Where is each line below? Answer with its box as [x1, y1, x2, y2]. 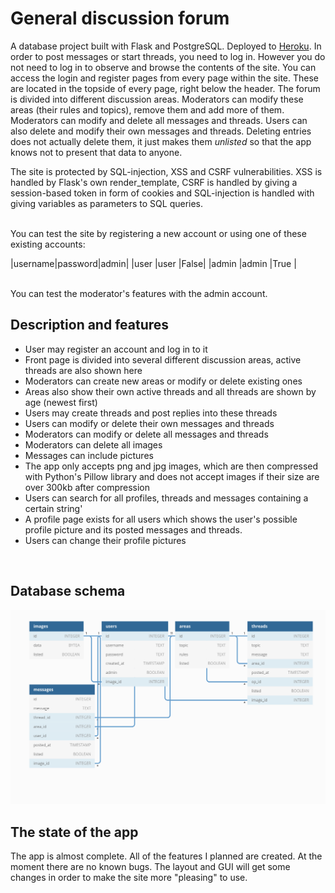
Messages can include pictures [24, 449, 154, 461]
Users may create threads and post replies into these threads [24, 407, 278, 419]
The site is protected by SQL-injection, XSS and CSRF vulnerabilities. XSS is [10, 165, 323, 177]
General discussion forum [10, 7, 230, 30]
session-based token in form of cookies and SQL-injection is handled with [10, 187, 315, 199]
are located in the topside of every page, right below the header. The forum [10, 82, 321, 94]
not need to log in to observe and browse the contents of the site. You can [10, 61, 317, 73]
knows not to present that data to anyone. [10, 146, 183, 158]
